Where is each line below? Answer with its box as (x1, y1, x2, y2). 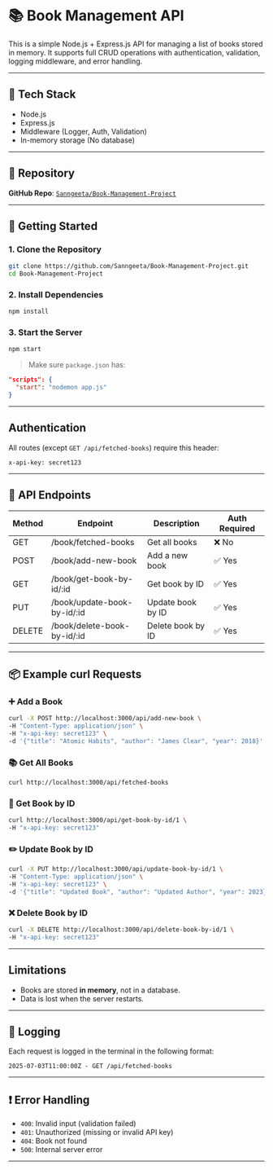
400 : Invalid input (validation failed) (19, 1119, 136, 1128)
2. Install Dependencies (8, 288, 104, 300)
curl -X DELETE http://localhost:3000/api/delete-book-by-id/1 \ (8, 926, 234, 934)
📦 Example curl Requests (8, 667, 142, 681)
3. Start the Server (8, 327, 83, 338)
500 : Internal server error (19, 1145, 103, 1155)
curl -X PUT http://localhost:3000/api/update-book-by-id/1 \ (8, 865, 223, 873)
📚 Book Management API (8, 7, 184, 25)
